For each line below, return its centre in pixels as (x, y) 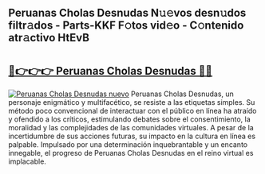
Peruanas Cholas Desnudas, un (182, 94)
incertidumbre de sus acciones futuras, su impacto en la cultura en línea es (132, 136)
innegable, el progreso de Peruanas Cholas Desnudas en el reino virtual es (131, 153)
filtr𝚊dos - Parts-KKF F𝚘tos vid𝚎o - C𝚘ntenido (126, 26)
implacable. (27, 161)
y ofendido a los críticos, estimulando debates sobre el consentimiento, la (130, 119)
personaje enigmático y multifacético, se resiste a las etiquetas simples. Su (132, 102)
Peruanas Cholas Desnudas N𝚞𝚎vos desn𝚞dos (127, 13)
